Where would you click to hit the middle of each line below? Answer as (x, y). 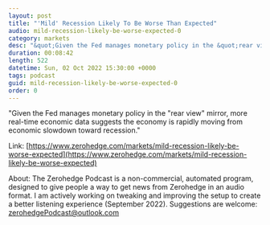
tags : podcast (32, 76)
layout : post (30, 16)
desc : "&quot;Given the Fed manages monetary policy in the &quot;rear (131, 46)
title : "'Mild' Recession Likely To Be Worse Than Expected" (113, 23)
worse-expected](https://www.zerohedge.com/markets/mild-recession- (128, 154)
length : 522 (28, 61)
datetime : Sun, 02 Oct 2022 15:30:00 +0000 (82, 68)
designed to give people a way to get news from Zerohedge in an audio (127, 187)
